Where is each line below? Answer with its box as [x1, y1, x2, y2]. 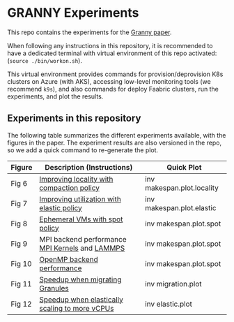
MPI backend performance [39, 234, 127, 244]
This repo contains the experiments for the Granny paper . [7, 28, 172, 36]
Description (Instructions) [45, 162, 133, 172]
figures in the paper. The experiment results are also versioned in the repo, [7, 138, 221, 147]
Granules [39, 283, 69, 293]
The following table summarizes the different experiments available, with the [7, 131, 226, 139]
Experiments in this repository [7, 112, 141, 124]
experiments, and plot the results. [7, 92, 104, 101]
